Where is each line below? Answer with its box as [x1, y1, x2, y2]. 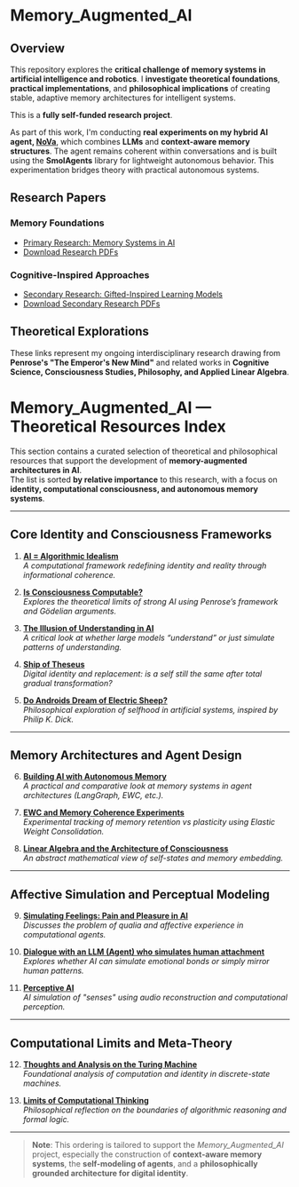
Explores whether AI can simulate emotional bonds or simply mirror [22, 956, 270, 967]
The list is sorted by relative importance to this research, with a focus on [10, 474, 278, 485]
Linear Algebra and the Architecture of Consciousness [22, 843, 229, 854]
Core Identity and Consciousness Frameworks [10, 527, 272, 542]
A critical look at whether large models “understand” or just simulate [22, 632, 275, 643]
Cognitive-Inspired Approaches [10, 268, 150, 281]
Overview [10, 41, 66, 56]
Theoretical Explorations [10, 324, 150, 339]
